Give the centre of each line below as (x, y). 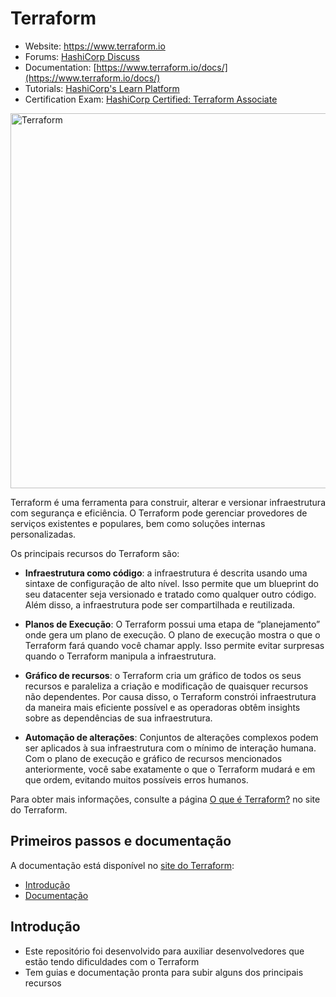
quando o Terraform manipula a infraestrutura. (120, 656)
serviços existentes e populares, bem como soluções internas (138, 523)
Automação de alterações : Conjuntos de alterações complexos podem (171, 737)
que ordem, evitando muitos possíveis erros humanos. (136, 779)
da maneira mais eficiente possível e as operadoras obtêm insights (162, 707)
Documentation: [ (60, 67)
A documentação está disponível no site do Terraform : (122, 865)
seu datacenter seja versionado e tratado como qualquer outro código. (170, 594)
